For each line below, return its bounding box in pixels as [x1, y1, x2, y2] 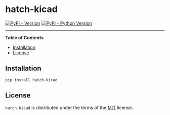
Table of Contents [5, 34, 44, 41]
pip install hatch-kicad [5, 77, 58, 82]
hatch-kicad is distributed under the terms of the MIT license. [5, 104, 133, 110]
